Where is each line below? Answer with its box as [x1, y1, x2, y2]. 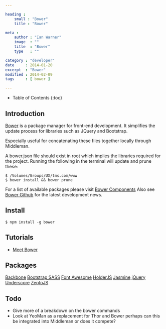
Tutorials [5, 233, 34, 242]
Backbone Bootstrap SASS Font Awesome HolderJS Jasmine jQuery [5, 274, 146, 280]
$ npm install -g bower [5, 220, 55, 225]
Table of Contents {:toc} [12, 95, 63, 101]
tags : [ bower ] [5, 76, 51, 82]
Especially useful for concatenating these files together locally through [5, 138, 151, 144]
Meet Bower [12, 247, 38, 253]
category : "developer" [5, 58, 55, 63]
